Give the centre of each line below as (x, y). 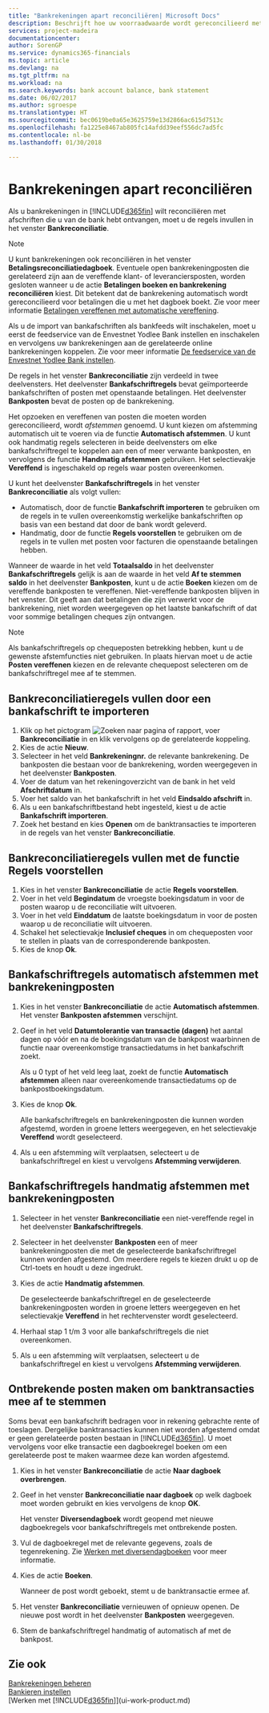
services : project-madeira (53, 30)
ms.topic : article (39, 61)
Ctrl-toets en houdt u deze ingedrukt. (81, 1267)
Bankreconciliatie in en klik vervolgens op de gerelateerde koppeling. (135, 739)
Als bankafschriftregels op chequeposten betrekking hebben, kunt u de (126, 648)
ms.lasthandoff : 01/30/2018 (55, 142)
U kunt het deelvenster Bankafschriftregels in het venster (104, 484)
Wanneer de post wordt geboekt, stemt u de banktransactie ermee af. (135, 1591)
